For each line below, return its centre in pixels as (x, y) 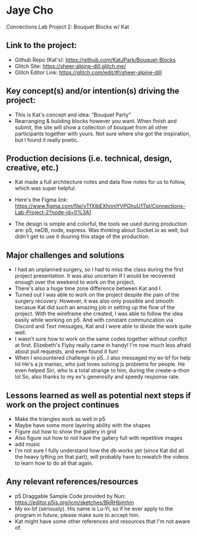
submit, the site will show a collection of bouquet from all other (91, 127)
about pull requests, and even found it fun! (66, 351)
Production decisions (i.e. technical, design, (89, 158)
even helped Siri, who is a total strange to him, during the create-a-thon (102, 370)
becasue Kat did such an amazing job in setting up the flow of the (95, 307)
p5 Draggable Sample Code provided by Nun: (70, 496)
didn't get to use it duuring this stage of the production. (82, 237)
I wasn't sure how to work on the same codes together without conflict (101, 339)
